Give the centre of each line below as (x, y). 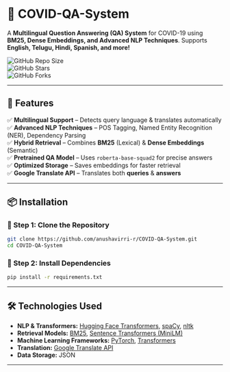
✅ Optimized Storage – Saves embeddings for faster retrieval (94, 165)
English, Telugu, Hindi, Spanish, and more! (68, 47)
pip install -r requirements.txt (55, 277)
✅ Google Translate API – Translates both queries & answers (94, 173)
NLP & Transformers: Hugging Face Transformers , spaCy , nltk (105, 326)
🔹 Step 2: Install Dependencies (59, 263)
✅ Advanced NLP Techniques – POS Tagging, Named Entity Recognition (110, 127)
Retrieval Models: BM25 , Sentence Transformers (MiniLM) (100, 333)
